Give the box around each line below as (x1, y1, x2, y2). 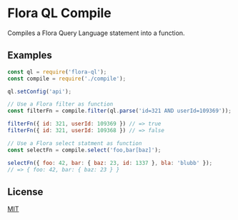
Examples (7, 49, 52, 61)
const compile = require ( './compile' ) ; (7, 75, 127, 82)
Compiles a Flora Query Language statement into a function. (7, 29, 185, 37)
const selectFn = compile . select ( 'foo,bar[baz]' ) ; (7, 146, 162, 154)
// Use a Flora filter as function (7, 101, 114, 108)
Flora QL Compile (7, 5, 112, 21)
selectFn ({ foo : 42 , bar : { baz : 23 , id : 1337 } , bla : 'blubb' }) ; (7, 159, 213, 166)
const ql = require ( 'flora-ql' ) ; (7, 68, 107, 76)
